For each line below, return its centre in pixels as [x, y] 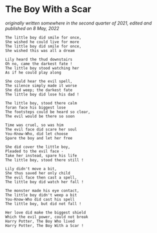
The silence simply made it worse [41, 85]
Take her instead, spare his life [41, 155]
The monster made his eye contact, [42, 190]
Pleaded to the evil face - [34, 151]
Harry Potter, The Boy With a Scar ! [44, 225]
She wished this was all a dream [40, 50]
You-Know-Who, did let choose [37, 133]
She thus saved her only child [38, 173]
